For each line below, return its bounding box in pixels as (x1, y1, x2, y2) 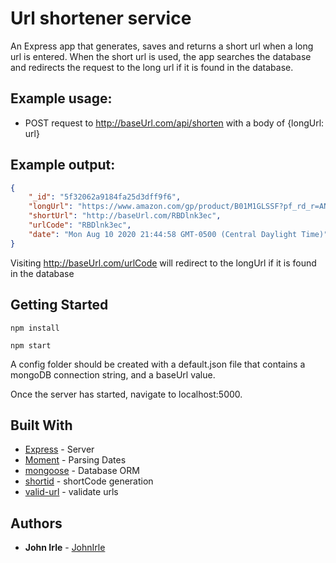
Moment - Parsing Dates (24, 454, 127, 466)
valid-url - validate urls (24, 486, 119, 498)
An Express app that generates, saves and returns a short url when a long (10, 40, 314, 52)
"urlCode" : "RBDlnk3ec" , (28, 220, 132, 231)
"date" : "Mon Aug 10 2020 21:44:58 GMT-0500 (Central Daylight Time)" (28, 229, 329, 239)
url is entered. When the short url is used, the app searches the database (10, 50, 312, 62)
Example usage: (10, 90, 113, 107)
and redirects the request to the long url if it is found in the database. (10, 61, 294, 73)
